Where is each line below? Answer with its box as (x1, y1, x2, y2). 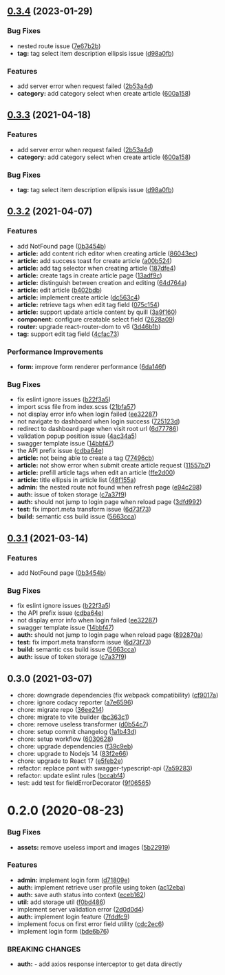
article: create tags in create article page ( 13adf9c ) (17, 271, 163, 280)
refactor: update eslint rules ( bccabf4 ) (17, 771, 125, 780)
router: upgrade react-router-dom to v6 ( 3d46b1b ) (17, 322, 161, 331)
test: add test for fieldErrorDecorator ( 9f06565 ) (17, 779, 151, 787)
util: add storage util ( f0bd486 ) (17, 898, 106, 906)
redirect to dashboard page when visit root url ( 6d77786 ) (17, 425, 179, 433)
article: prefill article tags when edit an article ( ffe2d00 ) (17, 468, 175, 477)
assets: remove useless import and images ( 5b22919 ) (17, 843, 171, 851)
